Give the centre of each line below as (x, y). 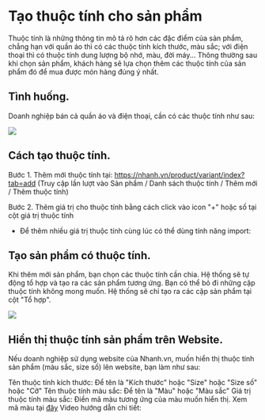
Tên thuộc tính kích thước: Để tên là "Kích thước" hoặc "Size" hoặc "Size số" (133, 383)
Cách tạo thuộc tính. (59, 156)
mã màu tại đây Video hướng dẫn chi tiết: (75, 408)
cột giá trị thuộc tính (41, 215)
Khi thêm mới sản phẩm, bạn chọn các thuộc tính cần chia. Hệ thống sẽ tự (129, 275)
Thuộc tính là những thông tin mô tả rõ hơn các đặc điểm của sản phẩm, (126, 38)
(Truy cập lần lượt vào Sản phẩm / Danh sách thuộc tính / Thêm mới (148, 183)
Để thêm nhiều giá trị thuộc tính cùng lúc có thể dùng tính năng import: (135, 231)
